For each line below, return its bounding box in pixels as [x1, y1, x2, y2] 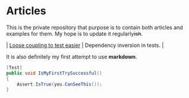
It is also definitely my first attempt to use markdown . [6, 53, 138, 60]
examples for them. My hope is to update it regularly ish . [6, 30, 143, 37]
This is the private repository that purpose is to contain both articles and [6, 24, 183, 31]
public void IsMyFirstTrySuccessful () [6, 70, 102, 76]
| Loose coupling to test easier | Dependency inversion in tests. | [6, 42, 164, 49]
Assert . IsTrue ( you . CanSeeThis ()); [17, 81, 102, 87]
